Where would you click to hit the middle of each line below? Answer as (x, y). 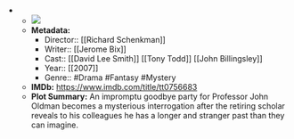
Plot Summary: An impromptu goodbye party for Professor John (150, 96)
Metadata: (51, 30)
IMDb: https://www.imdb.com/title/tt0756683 (114, 87)
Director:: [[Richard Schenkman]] (105, 40)
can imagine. (54, 125)
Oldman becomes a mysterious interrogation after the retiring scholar (158, 106)
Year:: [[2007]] (71, 68)
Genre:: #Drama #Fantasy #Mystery (110, 78)
